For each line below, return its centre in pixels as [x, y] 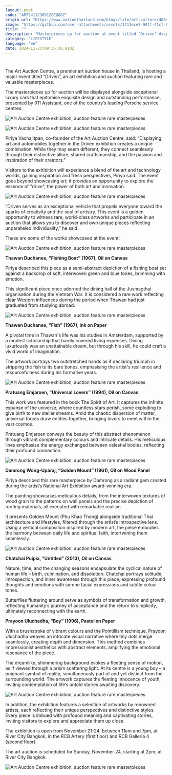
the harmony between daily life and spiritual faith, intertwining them [77, 533]
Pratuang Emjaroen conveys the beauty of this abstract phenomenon [78, 434]
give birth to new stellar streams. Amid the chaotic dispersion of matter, [81, 413]
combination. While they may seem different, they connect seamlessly [79, 149]
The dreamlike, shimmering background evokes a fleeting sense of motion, [84, 662]
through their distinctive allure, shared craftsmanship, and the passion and [84, 154]
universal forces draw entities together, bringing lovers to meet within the [82, 418]
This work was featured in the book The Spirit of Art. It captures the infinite [84, 402]
